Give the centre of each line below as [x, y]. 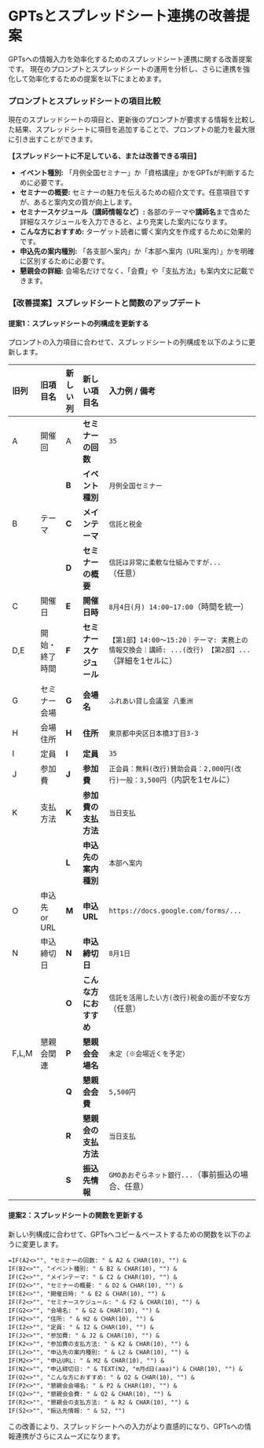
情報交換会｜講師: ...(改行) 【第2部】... [180, 650]
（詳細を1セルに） [143, 661]
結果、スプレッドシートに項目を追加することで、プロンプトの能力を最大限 [135, 130]
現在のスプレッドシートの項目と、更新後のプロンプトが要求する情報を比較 [128, 119]
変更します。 [42, 1244]
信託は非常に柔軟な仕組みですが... [165, 562]
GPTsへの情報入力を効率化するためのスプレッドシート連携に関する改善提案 [130, 59]
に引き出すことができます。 [53, 139]
